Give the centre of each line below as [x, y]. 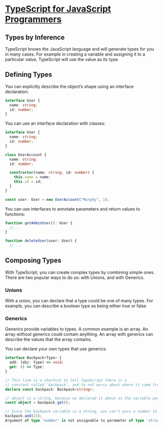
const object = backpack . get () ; [38, 403]
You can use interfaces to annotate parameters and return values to [73, 209]
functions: [15, 214]
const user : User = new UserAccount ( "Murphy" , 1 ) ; [57, 199]
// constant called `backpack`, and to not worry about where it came [78, 385]
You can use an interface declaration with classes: [55, 123]
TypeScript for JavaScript [58, 9]
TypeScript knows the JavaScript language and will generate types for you [80, 49]
